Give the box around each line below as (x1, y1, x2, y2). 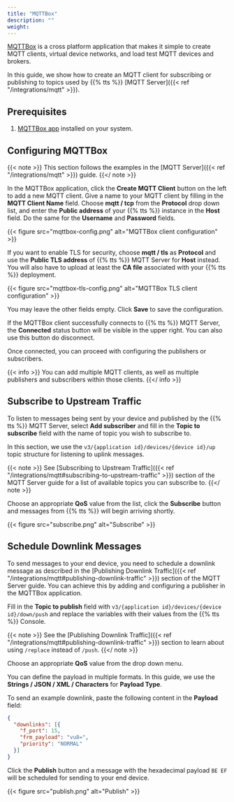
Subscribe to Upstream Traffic (7, 395, 142, 407)
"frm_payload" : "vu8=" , (20, 734, 89, 741)
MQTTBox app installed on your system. (17, 124, 133, 133)
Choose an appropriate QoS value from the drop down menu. (7, 659, 184, 667)
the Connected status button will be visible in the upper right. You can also (7, 326, 223, 334)
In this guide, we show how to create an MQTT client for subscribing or (7, 71, 212, 79)
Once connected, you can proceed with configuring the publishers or (7, 347, 207, 355)
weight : (7, 23, 30, 30)
